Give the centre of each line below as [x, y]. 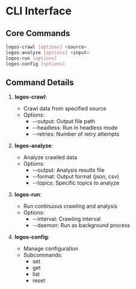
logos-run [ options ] [32, 58]
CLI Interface [39, 11]
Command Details [40, 82]
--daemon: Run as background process [81, 225]
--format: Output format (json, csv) [76, 177]
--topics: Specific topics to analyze [76, 183]
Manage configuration [51, 249]
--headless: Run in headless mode [75, 128]
